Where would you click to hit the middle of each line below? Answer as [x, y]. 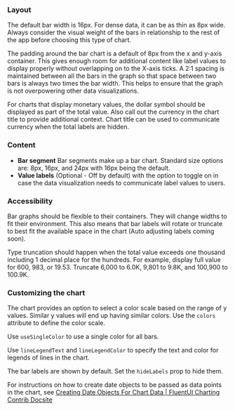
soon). [16, 238]
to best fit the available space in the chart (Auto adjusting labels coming [111, 231]
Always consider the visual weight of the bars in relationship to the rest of [114, 32]
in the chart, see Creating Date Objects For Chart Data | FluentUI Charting [114, 392]
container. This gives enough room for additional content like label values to [117, 61]
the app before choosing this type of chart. [69, 40]
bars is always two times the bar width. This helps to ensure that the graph [115, 84]
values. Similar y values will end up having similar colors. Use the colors [112, 316]
